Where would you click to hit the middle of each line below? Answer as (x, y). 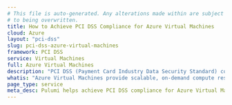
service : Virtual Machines (46, 59)
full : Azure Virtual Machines (51, 65)
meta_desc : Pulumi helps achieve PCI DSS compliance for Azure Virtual (112, 90)
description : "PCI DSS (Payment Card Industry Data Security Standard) (112, 71)
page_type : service (35, 84)
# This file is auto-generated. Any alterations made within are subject (116, 13)
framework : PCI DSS (35, 52)
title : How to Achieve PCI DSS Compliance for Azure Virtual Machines (111, 26)
